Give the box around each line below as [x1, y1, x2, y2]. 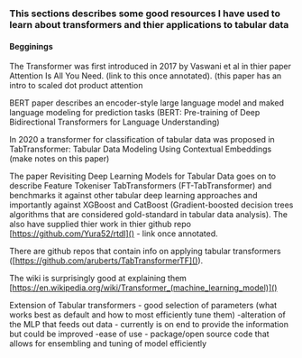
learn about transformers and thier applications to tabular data [9, 18, 289, 31]
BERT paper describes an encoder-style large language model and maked [9, 97, 285, 108]
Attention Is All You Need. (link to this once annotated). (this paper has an [9, 70, 282, 81]
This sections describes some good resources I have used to [9, 7, 281, 20]
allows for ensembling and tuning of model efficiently [9, 338, 207, 349]
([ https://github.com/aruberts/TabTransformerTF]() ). [9, 255, 204, 266]
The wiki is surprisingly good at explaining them [9, 273, 188, 284]
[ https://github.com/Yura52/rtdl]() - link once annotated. [9, 228, 218, 239]
